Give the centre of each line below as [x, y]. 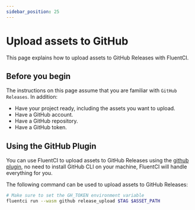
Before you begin [39, 76]
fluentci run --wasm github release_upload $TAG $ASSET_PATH [83, 201]
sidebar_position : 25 [33, 12]
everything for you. [29, 173]
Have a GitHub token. [41, 127]
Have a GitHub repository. [46, 121]
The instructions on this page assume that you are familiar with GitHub [92, 90]
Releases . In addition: [32, 97]
